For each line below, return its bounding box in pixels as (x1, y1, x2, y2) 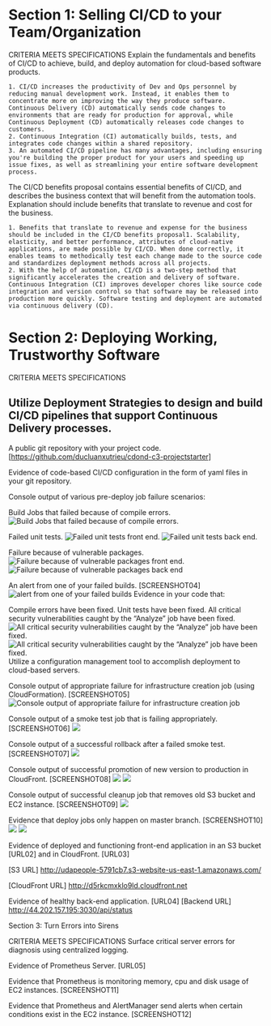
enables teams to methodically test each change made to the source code (8, 251, 263, 260)
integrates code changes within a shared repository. (8, 140, 194, 148)
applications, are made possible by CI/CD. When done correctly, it (8, 245, 244, 253)
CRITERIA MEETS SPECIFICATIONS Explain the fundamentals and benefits (8, 49, 256, 59)
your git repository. (8, 476, 72, 486)
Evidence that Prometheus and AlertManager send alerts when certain (8, 1000, 243, 1011)
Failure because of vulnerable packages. (8, 547, 144, 557)
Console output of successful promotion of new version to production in (8, 764, 249, 774)
